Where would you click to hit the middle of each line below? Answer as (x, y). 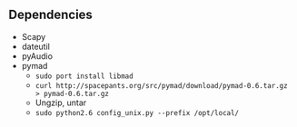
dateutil (36, 46)
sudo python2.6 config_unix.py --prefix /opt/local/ (137, 112)
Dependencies (50, 15)
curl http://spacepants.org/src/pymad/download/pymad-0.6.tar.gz (161, 85)
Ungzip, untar (61, 103)
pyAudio (37, 56)
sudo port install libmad (84, 76)
